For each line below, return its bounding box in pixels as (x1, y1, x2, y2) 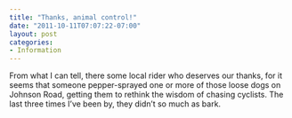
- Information (9, 46, 62, 55)
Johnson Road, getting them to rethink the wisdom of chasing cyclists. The (9, 90, 284, 100)
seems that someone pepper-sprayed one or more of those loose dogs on (9, 80, 281, 90)
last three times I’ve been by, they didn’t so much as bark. (9, 98, 221, 109)
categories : (9, 37, 53, 47)
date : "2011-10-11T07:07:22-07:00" (9, 21, 142, 30)
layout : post (9, 29, 58, 38)
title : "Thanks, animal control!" (9, 12, 138, 22)
